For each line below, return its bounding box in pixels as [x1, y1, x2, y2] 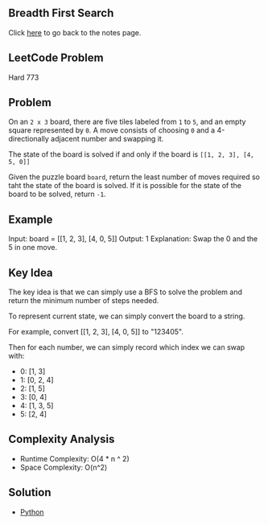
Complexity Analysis [8, 433, 115, 446]
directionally [8, 134, 50, 144]
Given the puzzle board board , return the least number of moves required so [8, 172, 260, 182]
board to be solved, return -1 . [8, 189, 106, 199]
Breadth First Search [8, 6, 114, 20]
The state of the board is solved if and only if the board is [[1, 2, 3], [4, [8, 150, 255, 159]
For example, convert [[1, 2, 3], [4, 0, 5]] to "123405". [8, 327, 183, 337]
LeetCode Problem [8, 51, 104, 65]
